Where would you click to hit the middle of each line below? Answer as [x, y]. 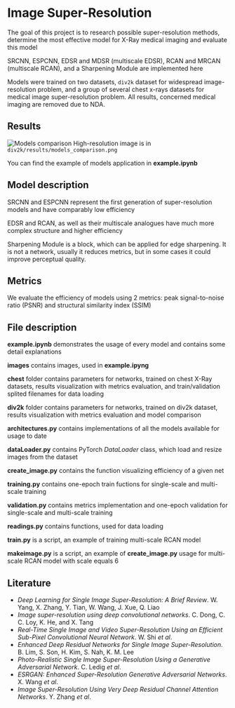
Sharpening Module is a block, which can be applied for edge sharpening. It [117, 244]
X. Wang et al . [38, 682]
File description [42, 327]
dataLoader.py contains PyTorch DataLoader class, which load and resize [115, 450]
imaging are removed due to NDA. [56, 104]
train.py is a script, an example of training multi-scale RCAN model [104, 540]
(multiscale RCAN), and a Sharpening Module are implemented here [105, 68]
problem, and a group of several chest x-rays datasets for [121, 89]
